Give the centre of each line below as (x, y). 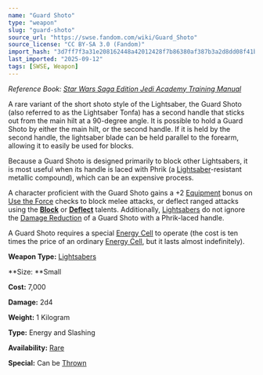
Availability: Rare (36, 348)
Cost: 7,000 (27, 286)
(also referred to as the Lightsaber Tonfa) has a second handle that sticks (126, 112)
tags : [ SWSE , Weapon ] (43, 67)
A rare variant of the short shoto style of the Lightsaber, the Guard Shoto (125, 104)
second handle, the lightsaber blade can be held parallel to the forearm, (124, 137)
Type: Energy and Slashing (52, 332)
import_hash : (29, 52)
